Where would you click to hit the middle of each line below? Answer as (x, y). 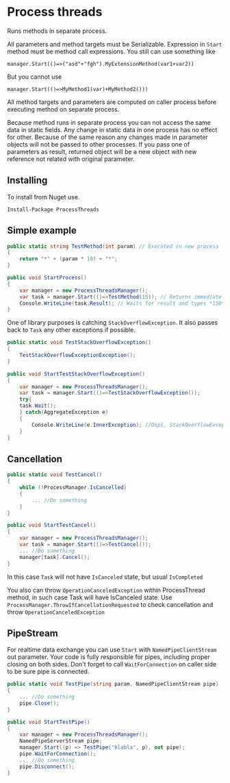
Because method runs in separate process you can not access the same (109, 122)
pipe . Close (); (39, 703)
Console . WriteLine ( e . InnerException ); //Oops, (99, 425)
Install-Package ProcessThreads (53, 210)
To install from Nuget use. (43, 197)
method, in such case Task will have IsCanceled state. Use (90, 597)
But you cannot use (35, 77)
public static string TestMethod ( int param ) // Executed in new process (113, 246)
